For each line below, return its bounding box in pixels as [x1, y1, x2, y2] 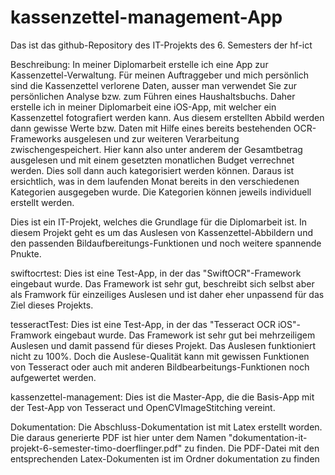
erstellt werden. [10, 196, 75, 208]
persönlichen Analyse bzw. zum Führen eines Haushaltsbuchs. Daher [10, 90, 296, 102]
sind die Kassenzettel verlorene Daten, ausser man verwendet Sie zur [10, 79, 298, 91]
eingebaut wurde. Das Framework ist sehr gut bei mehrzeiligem [53, 329, 316, 341]
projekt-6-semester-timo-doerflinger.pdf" [10, 442, 183, 454]
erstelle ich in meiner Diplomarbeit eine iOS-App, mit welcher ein [10, 101, 277, 113]
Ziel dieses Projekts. [10, 299, 94, 311]
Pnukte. [10, 247, 42, 260]
